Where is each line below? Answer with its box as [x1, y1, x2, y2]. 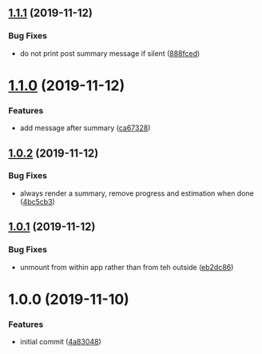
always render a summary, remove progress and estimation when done [19, 188, 254, 198]
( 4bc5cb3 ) [19, 197, 56, 206]
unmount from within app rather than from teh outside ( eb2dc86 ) [19, 262, 234, 272]
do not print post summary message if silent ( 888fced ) [19, 48, 200, 58]
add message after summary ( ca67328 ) [19, 123, 151, 133]
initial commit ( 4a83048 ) [19, 337, 101, 347]
